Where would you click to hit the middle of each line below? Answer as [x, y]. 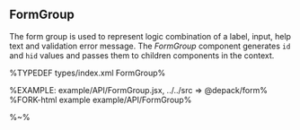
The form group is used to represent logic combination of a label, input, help [150, 36]
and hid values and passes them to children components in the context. [142, 55]
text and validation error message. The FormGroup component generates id [150, 46]
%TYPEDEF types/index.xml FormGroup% [88, 73]
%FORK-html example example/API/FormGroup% [101, 100]
